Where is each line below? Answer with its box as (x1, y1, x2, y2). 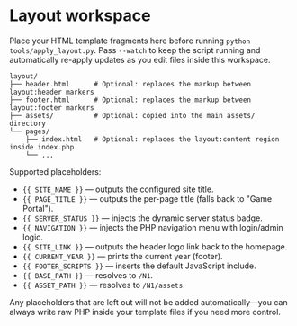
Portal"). (22, 203, 54, 213)
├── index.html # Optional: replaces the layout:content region (25, 134, 280, 144)
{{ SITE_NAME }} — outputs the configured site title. (22, 184, 214, 195)
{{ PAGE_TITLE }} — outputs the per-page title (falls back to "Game (22, 193, 273, 204)
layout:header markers (9, 87, 94, 96)
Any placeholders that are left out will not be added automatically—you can (9, 296, 288, 307)
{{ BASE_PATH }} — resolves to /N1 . (22, 269, 153, 280)
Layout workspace (9, 5, 151, 26)
